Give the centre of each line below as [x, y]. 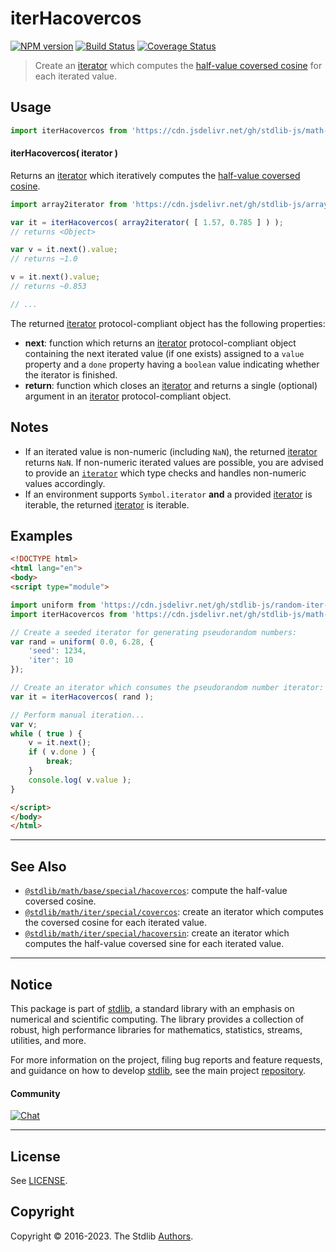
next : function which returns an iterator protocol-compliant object [160, 343]
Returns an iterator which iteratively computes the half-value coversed [155, 175]
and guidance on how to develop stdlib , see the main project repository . [158, 1070]
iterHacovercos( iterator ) [64, 153]
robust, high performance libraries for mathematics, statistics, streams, [156, 1029]
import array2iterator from [69, 204]
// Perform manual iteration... [77, 715]
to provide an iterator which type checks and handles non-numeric [165, 473]
